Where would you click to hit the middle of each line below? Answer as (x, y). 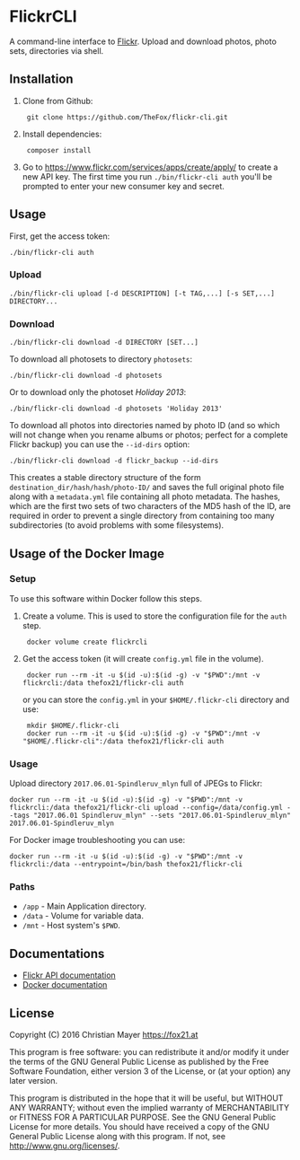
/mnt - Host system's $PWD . (71, 926)
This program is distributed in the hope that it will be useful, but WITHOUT (146, 1098)
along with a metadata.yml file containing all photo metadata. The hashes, (145, 497)
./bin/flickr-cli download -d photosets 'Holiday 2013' (116, 409)
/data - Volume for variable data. (83, 916)
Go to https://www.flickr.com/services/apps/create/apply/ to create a (150, 167)
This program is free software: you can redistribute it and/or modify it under (149, 1052)
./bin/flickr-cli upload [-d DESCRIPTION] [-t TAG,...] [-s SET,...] (142, 294)
